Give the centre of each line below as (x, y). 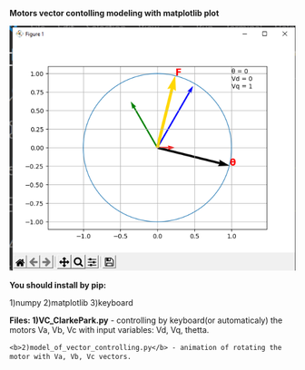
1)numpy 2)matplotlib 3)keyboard (71, 302)
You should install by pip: (58, 285)
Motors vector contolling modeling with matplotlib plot (114, 13)
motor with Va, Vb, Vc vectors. (70, 356)
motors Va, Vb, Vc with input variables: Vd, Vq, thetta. (109, 329)
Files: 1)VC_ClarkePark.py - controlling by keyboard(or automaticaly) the (146, 320)
